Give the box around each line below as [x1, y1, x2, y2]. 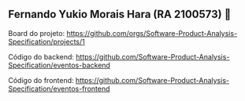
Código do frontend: [8, 75, 74, 85]
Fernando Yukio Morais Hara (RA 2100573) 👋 [8, 8, 232, 21]
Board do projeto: [8, 28, 65, 38]
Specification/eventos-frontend [8, 84, 110, 93]
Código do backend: [8, 52, 75, 61]
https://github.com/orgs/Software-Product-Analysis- [66, 28, 238, 38]
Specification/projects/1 [8, 37, 85, 46]
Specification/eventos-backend [8, 60, 110, 70]
